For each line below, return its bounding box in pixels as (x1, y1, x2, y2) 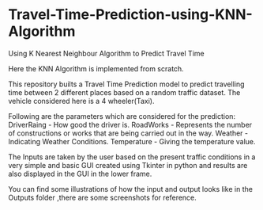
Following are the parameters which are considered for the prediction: (8, 111, 235, 120)
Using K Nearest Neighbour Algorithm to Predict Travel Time (8, 48, 205, 58)
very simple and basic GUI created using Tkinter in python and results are (8, 160, 248, 170)
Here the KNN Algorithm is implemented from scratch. (8, 63, 184, 73)
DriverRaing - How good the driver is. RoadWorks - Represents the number (8, 120, 253, 129)
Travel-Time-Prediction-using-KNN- (8, 6, 253, 24)
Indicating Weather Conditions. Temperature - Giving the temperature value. (8, 136, 256, 146)
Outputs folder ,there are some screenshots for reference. (8, 193, 197, 202)
